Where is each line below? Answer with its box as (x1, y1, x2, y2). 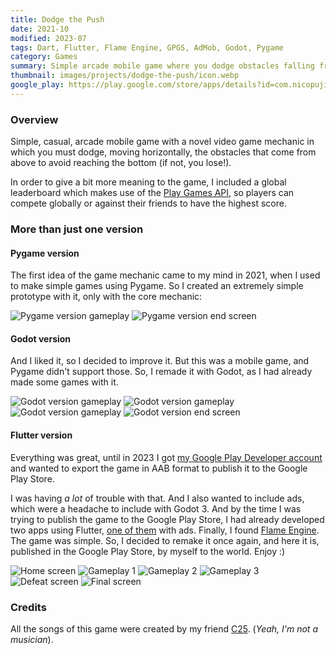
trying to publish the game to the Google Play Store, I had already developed (10, 513, 325, 525)
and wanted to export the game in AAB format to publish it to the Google (10, 462, 308, 474)
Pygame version (10, 247, 80, 259)
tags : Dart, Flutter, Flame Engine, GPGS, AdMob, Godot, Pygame (10, 42, 284, 53)
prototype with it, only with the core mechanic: (10, 291, 203, 303)
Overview (10, 112, 59, 126)
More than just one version (10, 222, 144, 236)
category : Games (10, 52, 78, 62)
